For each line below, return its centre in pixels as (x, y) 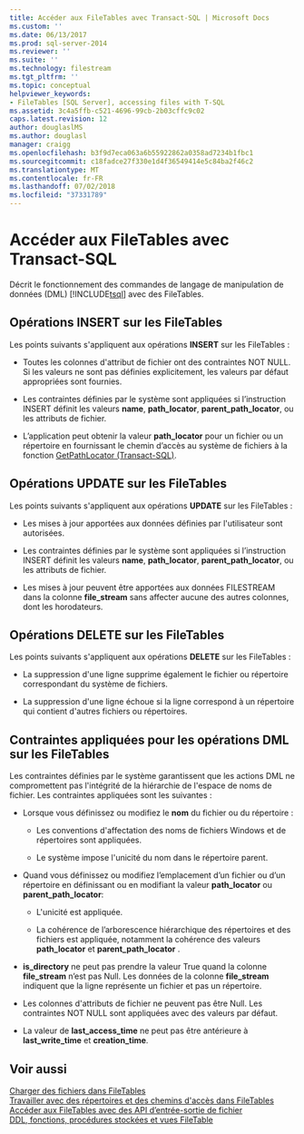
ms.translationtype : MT (54, 170)
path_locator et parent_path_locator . (108, 949)
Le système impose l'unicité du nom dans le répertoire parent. (152, 858)
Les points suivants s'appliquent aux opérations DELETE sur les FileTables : (150, 657)
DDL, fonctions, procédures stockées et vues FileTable (111, 1119)
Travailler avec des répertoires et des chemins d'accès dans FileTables (142, 1100)
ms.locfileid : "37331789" (58, 195)
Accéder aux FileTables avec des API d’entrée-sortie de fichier (126, 1110)
